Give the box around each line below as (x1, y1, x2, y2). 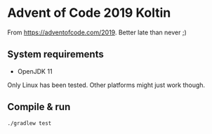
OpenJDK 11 (17, 67, 53, 75)
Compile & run (7, 101, 71, 113)
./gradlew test (7, 119, 52, 127)
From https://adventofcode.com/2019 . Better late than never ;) (7, 28, 187, 36)
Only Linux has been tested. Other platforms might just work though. (7, 81, 206, 89)
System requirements (7, 48, 104, 60)
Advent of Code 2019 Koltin (7, 5, 171, 21)
